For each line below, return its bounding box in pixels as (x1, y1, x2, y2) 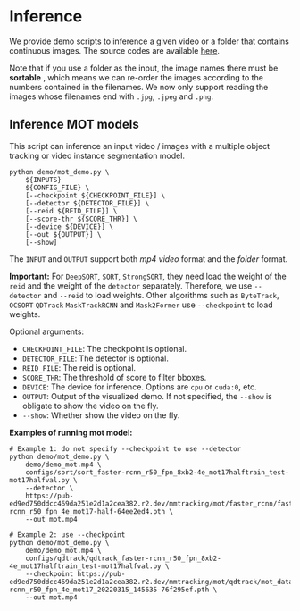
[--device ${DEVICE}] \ (25, 222, 114, 231)
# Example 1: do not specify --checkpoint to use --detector (9, 444, 242, 453)
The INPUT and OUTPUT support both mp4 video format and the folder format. (9, 253, 288, 264)
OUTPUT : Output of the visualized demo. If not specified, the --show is (21, 390, 272, 401)
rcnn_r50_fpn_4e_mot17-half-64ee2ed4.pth (9, 506, 166, 515)
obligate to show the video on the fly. (21, 400, 159, 411)
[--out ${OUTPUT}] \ (25, 230, 102, 239)
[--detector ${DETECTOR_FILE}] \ (25, 198, 150, 207)
